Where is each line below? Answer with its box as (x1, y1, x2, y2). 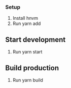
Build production (5, 64, 59, 72)
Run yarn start (12, 49, 43, 55)
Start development (5, 35, 66, 44)
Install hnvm (12, 15, 38, 21)
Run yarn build (12, 77, 43, 83)
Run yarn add (12, 20, 41, 26)
